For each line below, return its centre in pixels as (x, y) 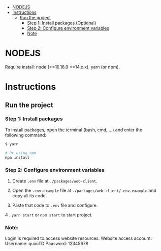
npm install (17, 157)
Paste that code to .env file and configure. (55, 205)
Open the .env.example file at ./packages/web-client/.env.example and (84, 190)
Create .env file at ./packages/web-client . (55, 181)
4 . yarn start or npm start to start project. (49, 215)
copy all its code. (30, 196)
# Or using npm (21, 153)
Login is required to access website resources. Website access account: (79, 238)
